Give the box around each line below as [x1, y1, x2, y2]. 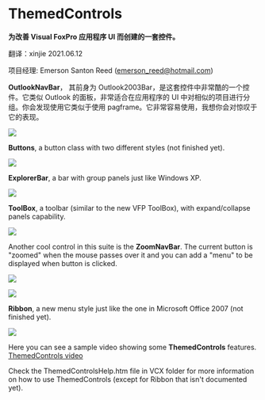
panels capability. [8, 211, 66, 221]
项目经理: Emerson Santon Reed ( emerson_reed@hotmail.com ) [8, 65, 214, 75]
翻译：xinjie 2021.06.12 [8, 48, 83, 58]
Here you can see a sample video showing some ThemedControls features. [8, 342, 257, 352]
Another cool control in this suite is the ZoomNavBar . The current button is [8, 242, 253, 251]
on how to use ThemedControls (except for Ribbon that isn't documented [8, 374, 248, 384]
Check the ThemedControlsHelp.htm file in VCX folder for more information [8, 366, 255, 375]
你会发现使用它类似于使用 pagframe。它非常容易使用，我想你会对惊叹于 [21, 102, 258, 112]
